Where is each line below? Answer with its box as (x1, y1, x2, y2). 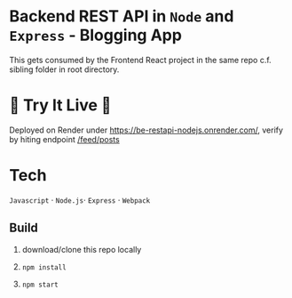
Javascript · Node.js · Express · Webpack (9, 194, 151, 205)
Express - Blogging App (9, 25, 182, 45)
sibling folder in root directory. (9, 64, 120, 75)
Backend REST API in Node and (9, 6, 234, 27)
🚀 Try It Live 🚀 (9, 95, 112, 116)
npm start (21, 280, 59, 289)
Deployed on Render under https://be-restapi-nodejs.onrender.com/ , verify (9, 125, 284, 135)
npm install (21, 262, 67, 272)
